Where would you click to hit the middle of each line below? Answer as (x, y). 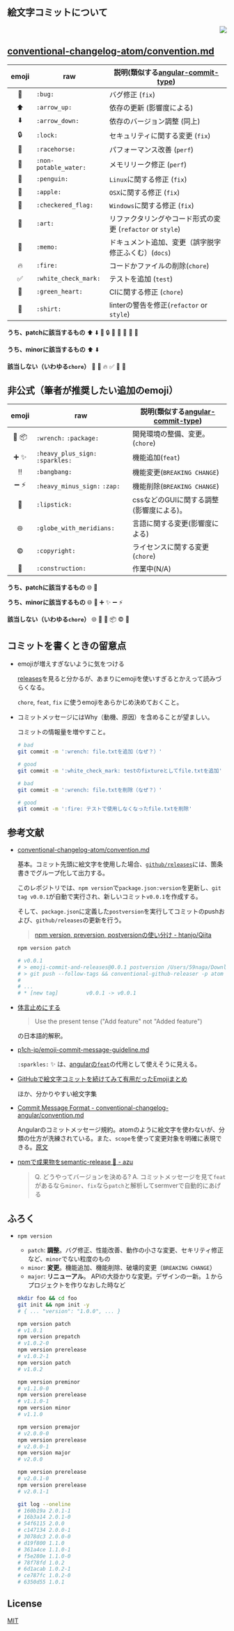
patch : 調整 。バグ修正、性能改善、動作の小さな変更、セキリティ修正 (126, 1250)
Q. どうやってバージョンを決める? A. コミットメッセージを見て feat (130, 1177)
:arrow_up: (54, 107)
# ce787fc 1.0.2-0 (44, 1576)
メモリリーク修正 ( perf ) (148, 164)
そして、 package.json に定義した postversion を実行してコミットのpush (118, 912)
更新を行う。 (107, 920)
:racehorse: (56, 149)
